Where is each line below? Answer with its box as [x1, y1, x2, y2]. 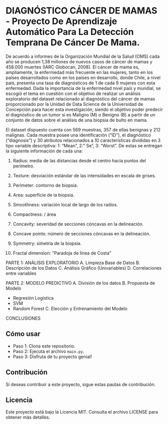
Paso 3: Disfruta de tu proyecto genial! [12, 354, 92, 360]
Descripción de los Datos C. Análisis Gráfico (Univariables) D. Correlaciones [5, 265, 162, 271]
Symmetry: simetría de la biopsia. [12, 240, 82, 246]
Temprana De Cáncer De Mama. [5, 37, 140, 48]
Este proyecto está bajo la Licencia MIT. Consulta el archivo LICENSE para [5, 409, 159, 415]
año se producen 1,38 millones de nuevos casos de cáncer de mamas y [5, 58, 153, 64]
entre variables [5, 270, 36, 276]
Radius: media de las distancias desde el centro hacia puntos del [12, 157, 146, 163]
